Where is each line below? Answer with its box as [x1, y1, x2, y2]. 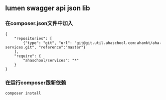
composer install [5, 90, 41, 95]
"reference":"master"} [38, 44, 86, 49]
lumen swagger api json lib [5, 4, 90, 12]
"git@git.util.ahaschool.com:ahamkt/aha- [74, 40, 162, 45]
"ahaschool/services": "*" [23, 57, 79, 63]
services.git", [5, 44, 37, 49]
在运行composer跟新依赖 [5, 79, 66, 86]
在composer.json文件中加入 [5, 20, 73, 27]
